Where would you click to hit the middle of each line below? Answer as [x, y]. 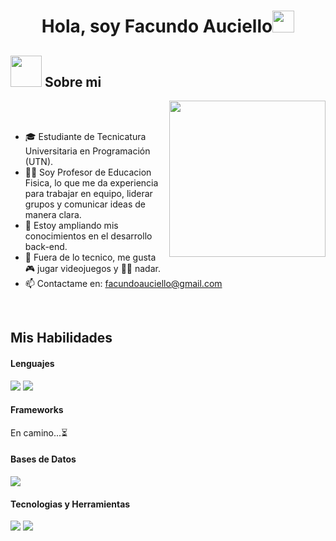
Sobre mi [73, 81]
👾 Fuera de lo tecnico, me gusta [90, 257]
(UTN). [39, 161]
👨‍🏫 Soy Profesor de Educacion [88, 172]
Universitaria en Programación [87, 151]
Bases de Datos [43, 459]
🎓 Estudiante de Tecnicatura [85, 136]
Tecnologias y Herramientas [70, 504]
